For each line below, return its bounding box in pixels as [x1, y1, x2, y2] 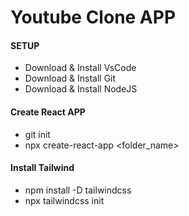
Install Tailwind [10, 162, 75, 174]
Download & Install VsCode [24, 62, 137, 74]
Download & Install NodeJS [24, 83, 138, 95]
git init [24, 128, 51, 140]
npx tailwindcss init [24, 194, 105, 206]
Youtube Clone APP [10, 6, 177, 29]
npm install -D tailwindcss [24, 184, 132, 196]
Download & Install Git [24, 72, 117, 85]
